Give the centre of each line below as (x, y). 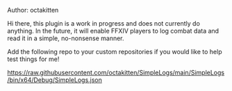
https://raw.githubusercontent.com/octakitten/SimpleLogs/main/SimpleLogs (116, 73)
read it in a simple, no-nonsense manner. (66, 38)
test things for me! (33, 59)
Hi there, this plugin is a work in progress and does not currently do (103, 23)
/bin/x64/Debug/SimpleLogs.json (55, 80)
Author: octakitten (33, 10)
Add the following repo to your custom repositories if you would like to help (115, 52)
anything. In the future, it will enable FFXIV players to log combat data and (113, 31)
